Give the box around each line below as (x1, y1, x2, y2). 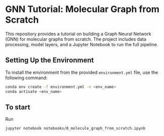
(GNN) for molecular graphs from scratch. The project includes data (5, 36, 146, 42)
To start (5, 103, 30, 111)
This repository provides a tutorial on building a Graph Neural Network (5, 31, 151, 37)
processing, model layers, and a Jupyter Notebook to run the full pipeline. (5, 41, 158, 47)
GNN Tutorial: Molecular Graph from (5, 4, 160, 15)
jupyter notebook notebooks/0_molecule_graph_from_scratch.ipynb (5, 126, 145, 131)
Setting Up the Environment (5, 56, 94, 65)
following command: (5, 74, 48, 81)
